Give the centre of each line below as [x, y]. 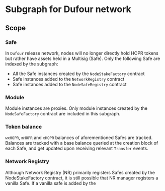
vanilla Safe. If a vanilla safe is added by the [51, 183]
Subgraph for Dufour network [68, 9]
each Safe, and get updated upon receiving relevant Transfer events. [77, 148]
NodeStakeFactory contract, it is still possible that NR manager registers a [82, 178]
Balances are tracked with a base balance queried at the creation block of [82, 143]
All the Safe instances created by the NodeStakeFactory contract [78, 74]
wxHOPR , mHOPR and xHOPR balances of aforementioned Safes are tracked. [79, 138]
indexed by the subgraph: [32, 63]
